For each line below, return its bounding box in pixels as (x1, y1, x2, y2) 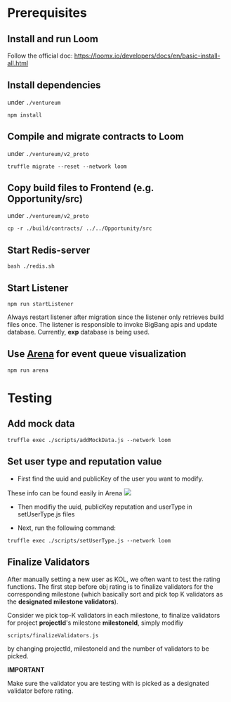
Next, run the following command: (17, 524, 116, 532)
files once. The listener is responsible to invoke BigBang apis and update (7, 320, 218, 329)
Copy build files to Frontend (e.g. (7, 182, 154, 194)
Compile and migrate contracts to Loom (7, 131, 184, 143)
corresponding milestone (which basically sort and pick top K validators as (7, 590, 223, 598)
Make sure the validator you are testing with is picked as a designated (7, 679, 209, 687)
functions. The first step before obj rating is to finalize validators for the (7, 582, 213, 591)
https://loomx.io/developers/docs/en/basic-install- (74, 51, 220, 60)
